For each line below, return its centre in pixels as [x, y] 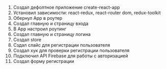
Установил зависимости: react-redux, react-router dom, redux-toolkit [87, 13]
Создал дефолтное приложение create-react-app [66, 7]
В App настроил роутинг [40, 29]
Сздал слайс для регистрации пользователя [62, 45]
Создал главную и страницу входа [51, 23]
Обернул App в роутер [38, 18]
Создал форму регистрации [44, 61]
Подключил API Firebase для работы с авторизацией [71, 56]
